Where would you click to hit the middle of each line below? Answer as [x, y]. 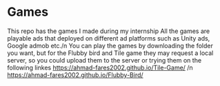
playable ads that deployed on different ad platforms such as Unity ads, [109, 38]
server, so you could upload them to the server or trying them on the [104, 60]
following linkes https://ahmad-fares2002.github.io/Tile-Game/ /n [100, 67]
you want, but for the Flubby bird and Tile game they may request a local [110, 53]
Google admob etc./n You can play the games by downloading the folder [110, 45]
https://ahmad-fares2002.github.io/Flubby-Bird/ [75, 75]
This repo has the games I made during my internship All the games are [109, 31]
